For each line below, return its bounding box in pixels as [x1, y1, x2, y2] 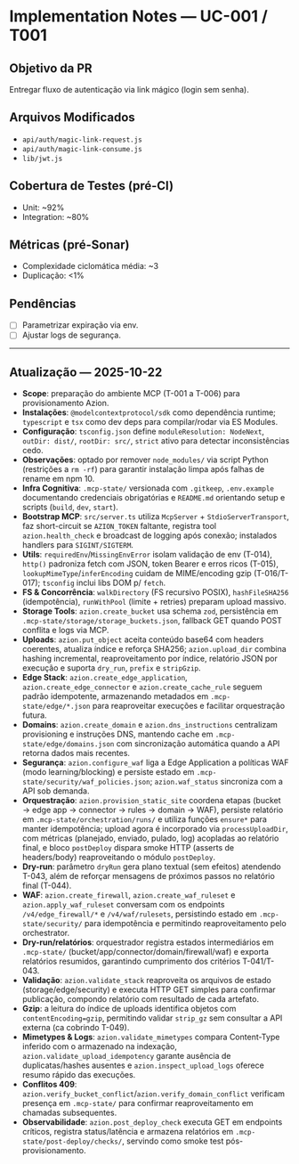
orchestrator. [21, 928, 70, 939]
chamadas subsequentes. [21, 1107, 117, 1119]
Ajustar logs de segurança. [21, 330, 122, 340]
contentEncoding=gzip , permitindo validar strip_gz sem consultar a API [21, 1013, 283, 1023]
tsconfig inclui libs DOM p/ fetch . [42, 577, 166, 589]
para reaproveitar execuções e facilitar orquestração [92, 701, 286, 712]
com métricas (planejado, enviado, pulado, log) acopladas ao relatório [21, 833, 279, 843]
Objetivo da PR [9, 61, 93, 76]
